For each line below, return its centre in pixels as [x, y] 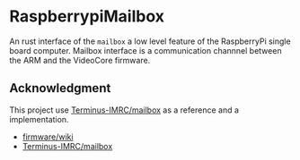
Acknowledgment [60, 88]
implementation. [39, 119]
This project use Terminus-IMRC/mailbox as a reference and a [124, 110]
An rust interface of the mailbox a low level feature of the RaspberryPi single [150, 41]
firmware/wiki [48, 137]
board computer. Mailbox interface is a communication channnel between [146, 50]
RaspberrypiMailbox [87, 17]
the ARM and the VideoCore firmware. [80, 60]
